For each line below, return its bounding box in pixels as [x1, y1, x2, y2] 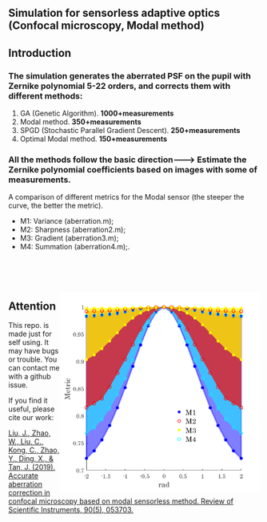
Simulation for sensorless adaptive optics [8, 6, 221, 20]
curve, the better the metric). [8, 200, 104, 211]
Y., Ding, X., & [8, 454, 54, 463]
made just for [8, 329, 52, 339]
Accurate [8, 471, 38, 480]
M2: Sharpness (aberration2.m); [19, 225, 126, 235]
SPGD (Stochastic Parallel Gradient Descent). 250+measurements [19, 126, 241, 136]
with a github [8, 372, 52, 382]
